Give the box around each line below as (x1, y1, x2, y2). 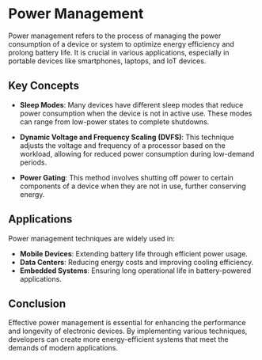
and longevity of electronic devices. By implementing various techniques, (8, 326, 248, 336)
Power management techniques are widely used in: (8, 233, 176, 243)
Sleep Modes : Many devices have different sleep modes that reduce (19, 100, 244, 109)
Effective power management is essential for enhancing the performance (8, 318, 247, 328)
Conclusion (8, 297, 66, 310)
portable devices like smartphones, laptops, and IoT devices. (8, 56, 207, 66)
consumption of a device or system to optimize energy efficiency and (8, 39, 235, 48)
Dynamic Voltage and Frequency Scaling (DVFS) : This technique (19, 132, 234, 142)
